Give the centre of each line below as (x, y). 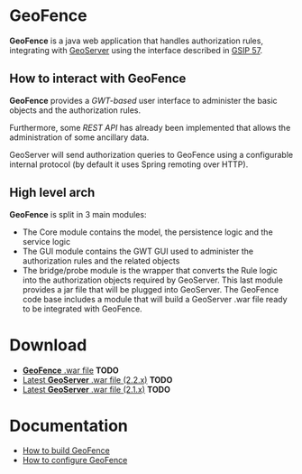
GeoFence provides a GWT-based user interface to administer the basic (143, 100)
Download (48, 345)
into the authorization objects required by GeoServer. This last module (153, 280)
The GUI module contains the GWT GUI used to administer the (138, 251)
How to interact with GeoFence (98, 79)
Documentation (69, 426)
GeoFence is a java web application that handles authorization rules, (137, 41)
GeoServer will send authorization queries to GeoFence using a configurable (151, 154)
